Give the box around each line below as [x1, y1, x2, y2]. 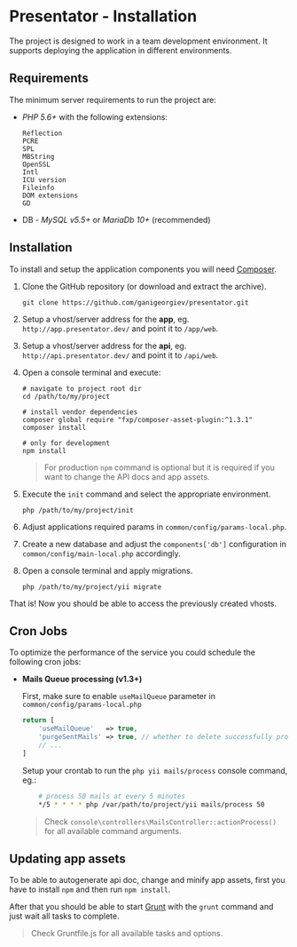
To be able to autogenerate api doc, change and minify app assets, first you [9, 875, 285, 886]
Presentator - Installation [9, 6, 198, 27]
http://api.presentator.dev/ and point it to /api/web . [21, 349, 219, 361]
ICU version [21, 175, 66, 184]
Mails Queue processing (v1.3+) [21, 673, 143, 685]
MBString [21, 152, 55, 161]
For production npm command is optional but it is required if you [43, 462, 275, 473]
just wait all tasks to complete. [9, 911, 120, 921]
